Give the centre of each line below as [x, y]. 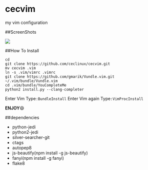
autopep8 [22, 148]
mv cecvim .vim [21, 68]
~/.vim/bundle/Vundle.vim [31, 81]
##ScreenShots [21, 32]
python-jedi [24, 127]
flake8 [19, 163]
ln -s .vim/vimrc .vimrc [30, 72]
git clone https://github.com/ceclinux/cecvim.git [58, 64]
